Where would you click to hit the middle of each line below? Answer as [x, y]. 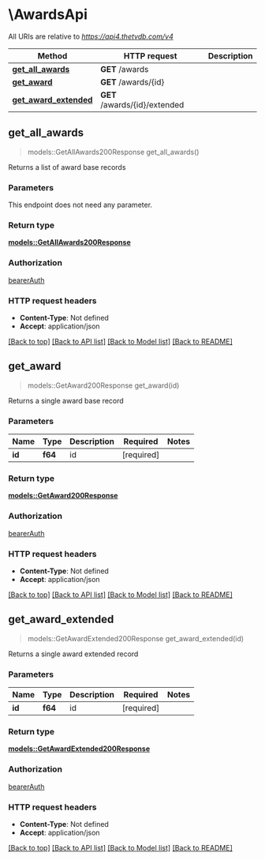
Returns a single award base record [66, 400]
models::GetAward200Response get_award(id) [103, 385]
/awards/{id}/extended [142, 104]
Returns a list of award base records [67, 167]
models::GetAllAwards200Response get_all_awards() [113, 152]
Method [52, 55]
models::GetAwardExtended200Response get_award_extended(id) [136, 638]
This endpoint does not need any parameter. [80, 205]
